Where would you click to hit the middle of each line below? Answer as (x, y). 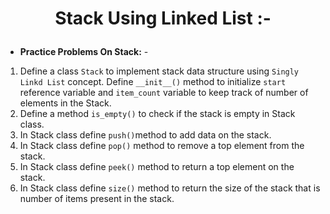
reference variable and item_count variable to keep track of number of (164, 93)
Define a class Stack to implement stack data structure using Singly (159, 71)
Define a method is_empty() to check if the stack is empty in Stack (157, 114)
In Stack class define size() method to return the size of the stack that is (170, 188)
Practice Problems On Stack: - (84, 52)
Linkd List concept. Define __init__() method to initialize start (153, 82)
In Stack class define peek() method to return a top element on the (157, 167)
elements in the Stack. (65, 103)
